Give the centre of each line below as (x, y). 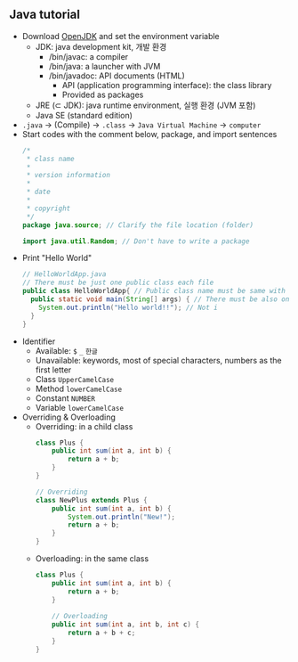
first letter (53, 370)
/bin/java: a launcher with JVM (105, 66)
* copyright (48, 208)
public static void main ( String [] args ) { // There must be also (154, 299)
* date (38, 192)
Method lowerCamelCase (79, 388)
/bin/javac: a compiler (89, 56)
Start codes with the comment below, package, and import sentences (149, 134)
